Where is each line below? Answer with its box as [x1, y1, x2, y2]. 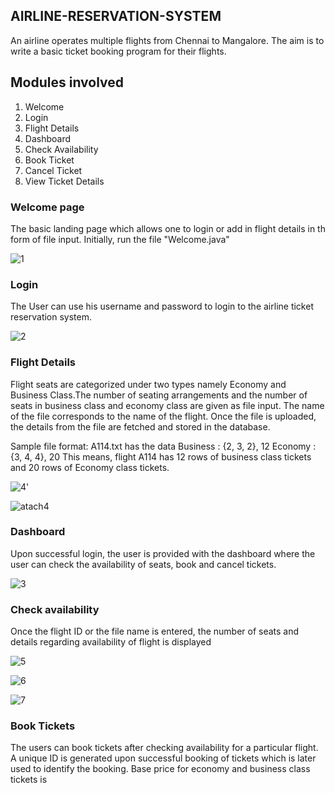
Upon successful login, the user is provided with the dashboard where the [10, 547, 316, 559]
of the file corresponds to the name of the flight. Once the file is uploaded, [10, 410, 317, 422]
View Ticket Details [24, 175, 105, 187]
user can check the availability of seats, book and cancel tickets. [10, 558, 277, 570]
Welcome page [10, 200, 85, 214]
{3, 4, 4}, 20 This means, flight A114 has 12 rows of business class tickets [10, 450, 312, 463]
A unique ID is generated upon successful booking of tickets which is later [10, 752, 317, 764]
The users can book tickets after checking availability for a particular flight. [10, 742, 319, 754]
